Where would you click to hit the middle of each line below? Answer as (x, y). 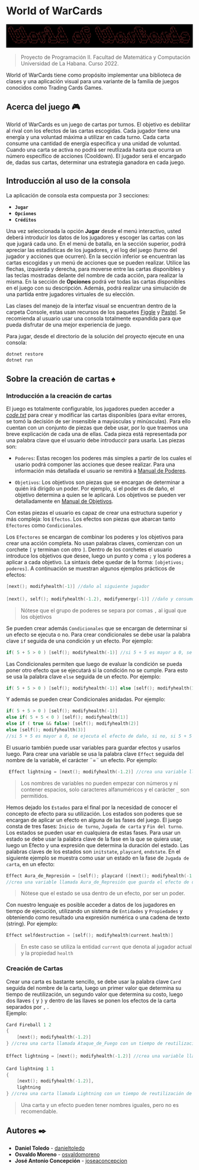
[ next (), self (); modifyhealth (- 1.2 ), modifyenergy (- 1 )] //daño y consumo (100, 599)
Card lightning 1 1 (30, 1068)
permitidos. (35, 795)
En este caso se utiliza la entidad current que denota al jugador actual (106, 947)
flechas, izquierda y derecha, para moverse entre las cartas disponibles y (96, 269)
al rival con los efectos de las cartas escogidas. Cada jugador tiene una (93, 130)
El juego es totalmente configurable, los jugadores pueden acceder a (90, 409)
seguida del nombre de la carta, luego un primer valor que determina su (94, 987)
